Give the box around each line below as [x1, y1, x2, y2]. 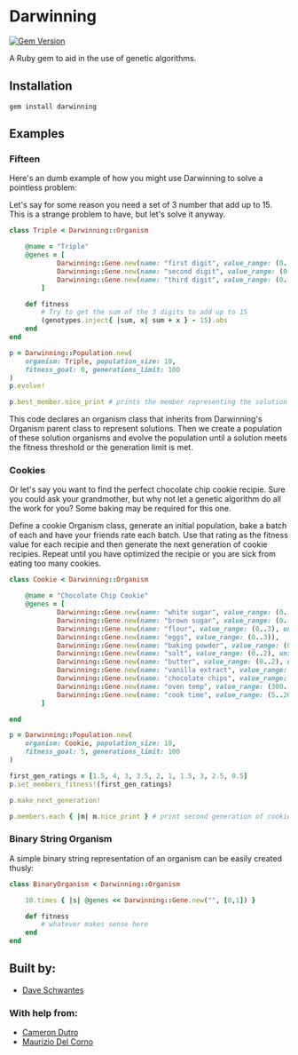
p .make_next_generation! [9, 796, 101, 805]
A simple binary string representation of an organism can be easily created [9, 853, 282, 863]
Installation [9, 78, 73, 94]
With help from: [9, 1006, 78, 1019]
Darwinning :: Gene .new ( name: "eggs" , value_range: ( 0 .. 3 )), [56, 632, 279, 641]
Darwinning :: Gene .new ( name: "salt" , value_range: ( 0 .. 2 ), [56, 649, 276, 658]
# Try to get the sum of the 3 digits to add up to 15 [41, 308, 248, 317]
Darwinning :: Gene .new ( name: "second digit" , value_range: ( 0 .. [56, 266, 295, 276]
